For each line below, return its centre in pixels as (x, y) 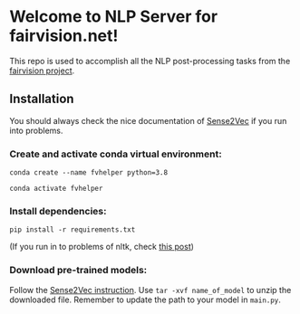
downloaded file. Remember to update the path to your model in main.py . (145, 300)
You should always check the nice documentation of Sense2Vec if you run (148, 120)
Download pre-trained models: (78, 271)
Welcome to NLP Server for (114, 17)
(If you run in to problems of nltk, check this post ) (102, 247)
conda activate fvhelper (56, 189)
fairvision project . (42, 71)
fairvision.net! (64, 36)
